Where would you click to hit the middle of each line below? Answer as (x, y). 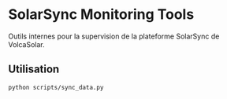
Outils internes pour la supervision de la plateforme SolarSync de (114, 36)
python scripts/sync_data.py (56, 87)
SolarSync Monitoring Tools (101, 15)
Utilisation (34, 70)
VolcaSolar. (26, 44)
